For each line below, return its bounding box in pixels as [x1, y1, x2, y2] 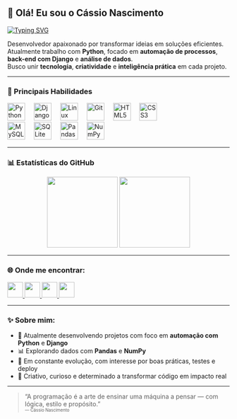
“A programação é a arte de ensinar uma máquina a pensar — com [24, 392, 219, 401]
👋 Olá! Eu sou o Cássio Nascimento [7, 7, 164, 19]
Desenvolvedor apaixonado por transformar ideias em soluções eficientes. [7, 40, 224, 48]
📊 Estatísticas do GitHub [7, 158, 95, 168]
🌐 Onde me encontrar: [7, 265, 86, 275]
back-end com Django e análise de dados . [7, 54, 133, 63]
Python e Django [17, 339, 68, 347]
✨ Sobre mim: [7, 315, 56, 325]
